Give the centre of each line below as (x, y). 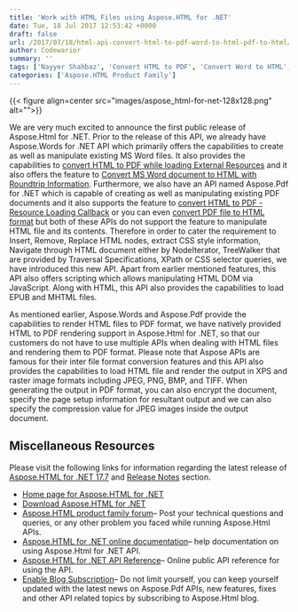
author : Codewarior (45, 51)
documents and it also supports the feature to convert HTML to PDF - (136, 203)
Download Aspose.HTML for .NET (84, 504)
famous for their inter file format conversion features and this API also (137, 362)
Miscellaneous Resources (82, 446)
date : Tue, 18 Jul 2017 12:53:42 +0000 (83, 26)
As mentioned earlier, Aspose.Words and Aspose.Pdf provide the (128, 314)
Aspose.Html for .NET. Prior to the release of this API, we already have (137, 136)
